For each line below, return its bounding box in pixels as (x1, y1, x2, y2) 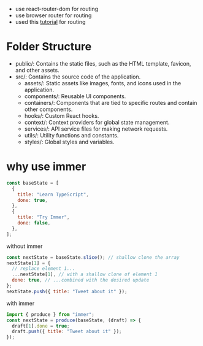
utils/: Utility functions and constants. (24, 131, 119, 139)
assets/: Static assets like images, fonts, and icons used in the (24, 79, 182, 87)
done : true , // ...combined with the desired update (12, 277, 150, 283)
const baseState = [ (6, 180, 59, 186)
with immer (6, 299, 35, 307)
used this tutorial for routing (15, 18, 86, 25)
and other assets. (15, 66, 59, 74)
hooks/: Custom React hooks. (24, 112, 99, 119)
